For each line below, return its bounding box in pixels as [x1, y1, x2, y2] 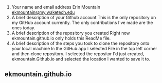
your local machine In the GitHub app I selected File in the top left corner [11, 46, 158, 51]
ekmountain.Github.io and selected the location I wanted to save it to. [11, 56, 150, 62]
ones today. [11, 25, 36, 31]
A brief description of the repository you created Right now [11, 30, 130, 36]
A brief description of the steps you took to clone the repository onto [11, 41, 150, 46]
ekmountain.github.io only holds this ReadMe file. [11, 35, 111, 41]
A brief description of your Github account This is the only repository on [11, 15, 156, 20]
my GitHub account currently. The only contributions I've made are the [11, 20, 153, 25]
